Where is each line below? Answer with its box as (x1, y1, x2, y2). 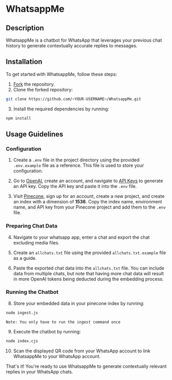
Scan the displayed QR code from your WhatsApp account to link (13, 348, 150, 354)
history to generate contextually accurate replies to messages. (6, 43, 138, 49)
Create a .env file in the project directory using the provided (13, 157, 140, 163)
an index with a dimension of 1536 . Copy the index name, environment (13, 199, 162, 205)
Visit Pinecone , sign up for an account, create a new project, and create (13, 193, 165, 199)
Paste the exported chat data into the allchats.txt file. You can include (13, 265, 164, 271)
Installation (6, 58, 42, 66)
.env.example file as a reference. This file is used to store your (13, 162, 144, 168)
